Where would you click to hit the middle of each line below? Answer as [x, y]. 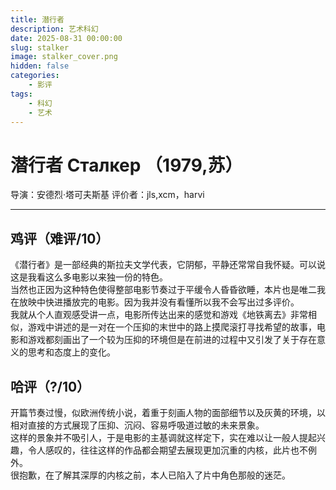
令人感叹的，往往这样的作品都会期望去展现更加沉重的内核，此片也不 [167, 450]
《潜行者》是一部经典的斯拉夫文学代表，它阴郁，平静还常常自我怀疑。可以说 [168, 265]
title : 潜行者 [37, 19]
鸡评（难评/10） [60, 238]
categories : [35, 76]
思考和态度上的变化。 [71, 352]
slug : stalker [40, 47]
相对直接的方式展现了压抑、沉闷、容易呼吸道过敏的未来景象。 [137, 425]
